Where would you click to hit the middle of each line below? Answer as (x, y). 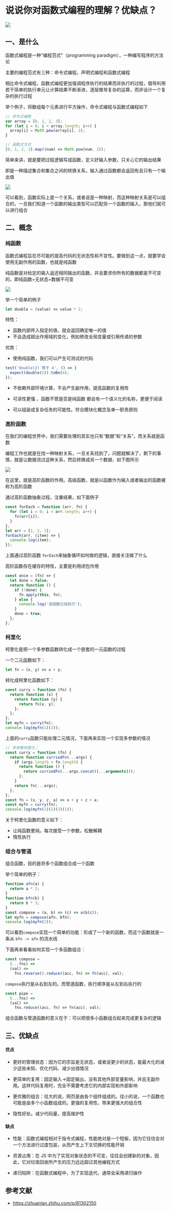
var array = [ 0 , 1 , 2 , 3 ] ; (34, 121)
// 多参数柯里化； (22, 748)
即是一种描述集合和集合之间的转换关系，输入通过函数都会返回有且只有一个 (83, 170)
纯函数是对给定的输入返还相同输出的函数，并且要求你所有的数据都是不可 (81, 273)
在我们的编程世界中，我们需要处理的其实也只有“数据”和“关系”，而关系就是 (83, 436)
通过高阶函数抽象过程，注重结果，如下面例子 (52, 497)
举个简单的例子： (23, 874)
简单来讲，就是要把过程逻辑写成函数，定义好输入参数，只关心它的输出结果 (83, 160)
